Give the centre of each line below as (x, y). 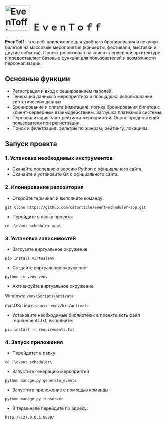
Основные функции (38, 79)
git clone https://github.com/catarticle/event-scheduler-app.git (76, 207)
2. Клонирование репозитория (44, 187)
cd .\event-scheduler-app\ (33, 226)
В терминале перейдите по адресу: (50, 408)
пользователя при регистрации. (47, 123)
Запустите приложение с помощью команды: (61, 390)
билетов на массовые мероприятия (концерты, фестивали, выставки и (81, 47)
